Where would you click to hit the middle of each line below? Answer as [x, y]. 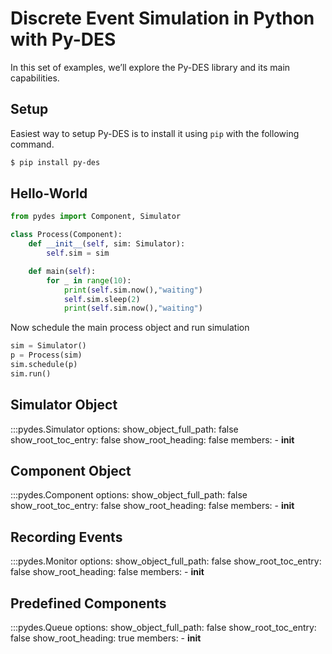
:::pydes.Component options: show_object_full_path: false [129, 495]
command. [32, 144]
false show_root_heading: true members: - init [106, 638]
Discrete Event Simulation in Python [162, 18]
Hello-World [49, 193]
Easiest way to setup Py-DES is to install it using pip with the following [155, 133]
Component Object [71, 471]
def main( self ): [62, 271]
